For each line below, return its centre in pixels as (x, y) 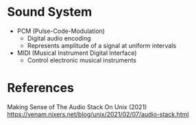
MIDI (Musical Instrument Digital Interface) (77, 53)
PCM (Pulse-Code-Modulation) (61, 31)
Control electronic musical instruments (82, 60)
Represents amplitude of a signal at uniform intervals (102, 45)
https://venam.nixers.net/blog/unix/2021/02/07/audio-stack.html (98, 114)
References (40, 88)
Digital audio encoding (59, 38)
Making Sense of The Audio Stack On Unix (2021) (77, 106)
